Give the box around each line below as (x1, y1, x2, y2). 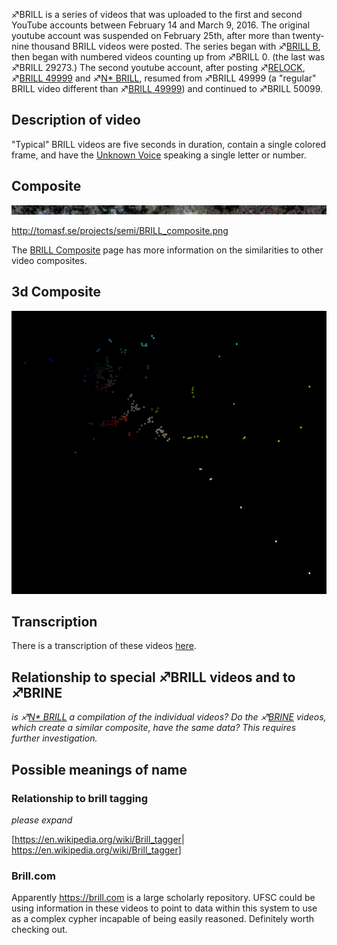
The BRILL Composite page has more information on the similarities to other (11, 244, 324, 256)
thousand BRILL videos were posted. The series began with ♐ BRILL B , (31, 40, 321, 52)
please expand (11, 814, 73, 826)
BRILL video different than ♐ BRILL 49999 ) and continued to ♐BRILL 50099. (11, 83, 324, 94)
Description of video (11, 112, 141, 129)
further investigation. (11, 732, 98, 744)
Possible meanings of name (11, 761, 188, 778)
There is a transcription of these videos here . (11, 640, 197, 652)
